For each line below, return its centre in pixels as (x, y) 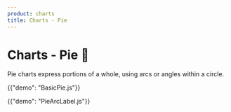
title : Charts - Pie (38, 20)
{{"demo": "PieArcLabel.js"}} (49, 101)
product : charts (31, 14)
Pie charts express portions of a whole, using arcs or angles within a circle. (116, 74)
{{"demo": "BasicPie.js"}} (44, 87)
